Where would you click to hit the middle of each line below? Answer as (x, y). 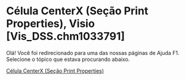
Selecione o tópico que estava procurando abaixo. (68, 59)
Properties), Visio (51, 24)
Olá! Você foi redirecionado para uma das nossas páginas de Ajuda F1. (93, 53)
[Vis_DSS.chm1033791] (66, 36)
